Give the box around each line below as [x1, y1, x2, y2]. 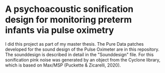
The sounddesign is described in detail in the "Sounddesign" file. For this [5, 51, 154, 58]
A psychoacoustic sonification [5, 3, 133, 15]
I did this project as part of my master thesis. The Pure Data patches [5, 41, 144, 47]
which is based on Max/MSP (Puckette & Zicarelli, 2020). [5, 62, 121, 68]
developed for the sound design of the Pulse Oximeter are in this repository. [5, 46, 160, 52]
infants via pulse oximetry [5, 25, 115, 36]
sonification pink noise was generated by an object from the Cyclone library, [5, 57, 161, 63]
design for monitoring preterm [5, 14, 132, 25]
